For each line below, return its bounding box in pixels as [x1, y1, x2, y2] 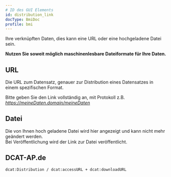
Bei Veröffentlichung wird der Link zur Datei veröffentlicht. [5, 138, 128, 145]
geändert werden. [5, 133, 43, 139]
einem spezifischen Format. [5, 84, 64, 91]
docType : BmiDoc [5, 17, 40, 22]
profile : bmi [5, 21, 33, 27]
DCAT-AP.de [5, 154, 46, 162]
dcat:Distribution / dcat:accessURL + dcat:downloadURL [5, 167, 127, 172]
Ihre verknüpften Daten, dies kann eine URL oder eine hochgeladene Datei [5, 36, 162, 42]
